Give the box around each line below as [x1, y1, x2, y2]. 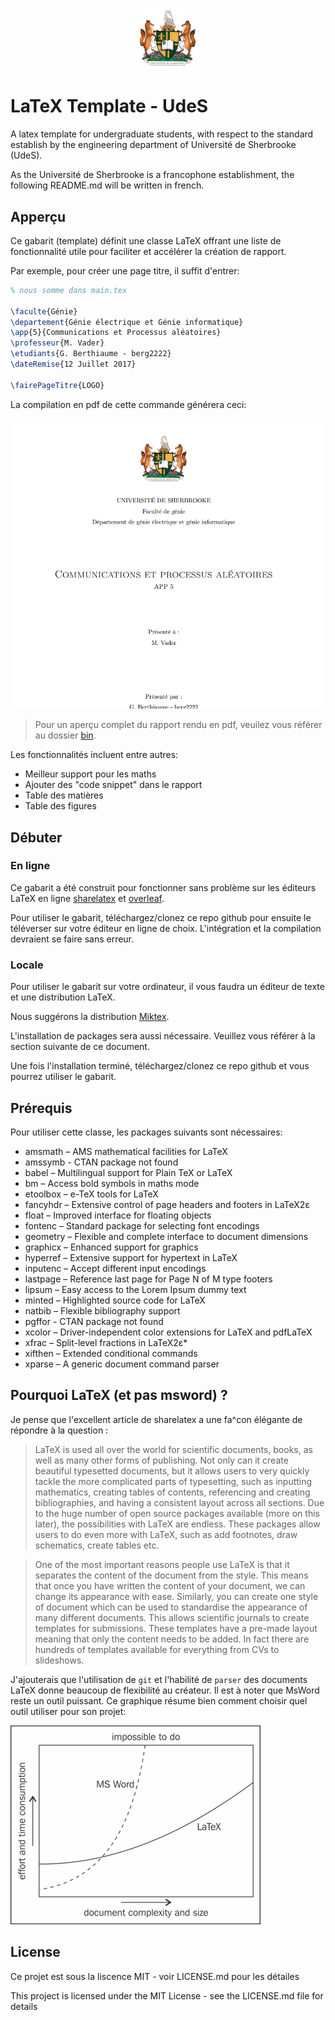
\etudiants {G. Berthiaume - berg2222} [10, 349, 172, 359]
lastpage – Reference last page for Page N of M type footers [24, 1273, 273, 1285]
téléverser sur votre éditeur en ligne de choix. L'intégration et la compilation [10, 922, 322, 934]
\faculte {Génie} [10, 306, 78, 317]
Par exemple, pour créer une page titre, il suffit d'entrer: [10, 264, 240, 277]
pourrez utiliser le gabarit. [10, 1071, 117, 1083]
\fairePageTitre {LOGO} [10, 380, 105, 390]
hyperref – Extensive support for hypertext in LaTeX [24, 1251, 238, 1263]
